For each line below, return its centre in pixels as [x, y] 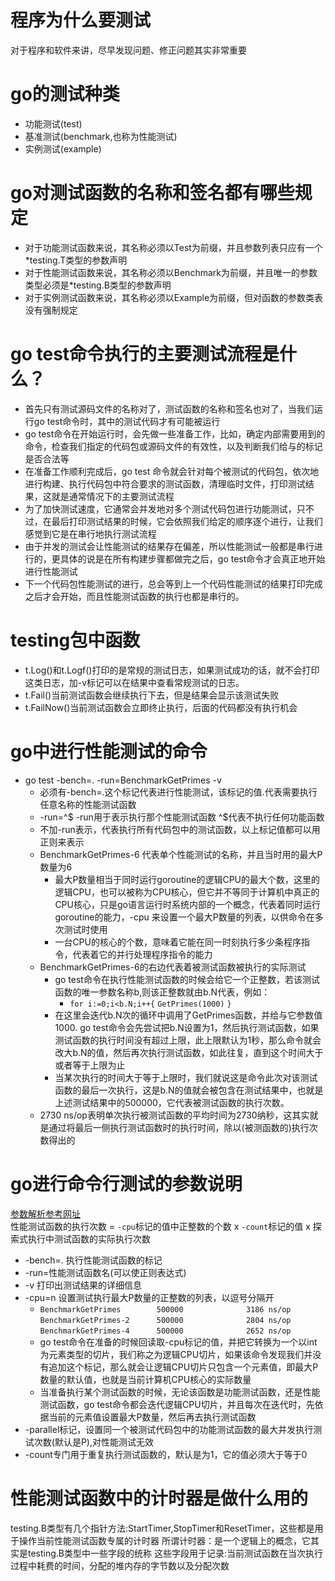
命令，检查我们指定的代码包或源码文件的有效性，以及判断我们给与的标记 [173, 446]
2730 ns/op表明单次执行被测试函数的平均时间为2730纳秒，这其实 [174, 1115]
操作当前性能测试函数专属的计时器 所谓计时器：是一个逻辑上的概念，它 [164, 1540]
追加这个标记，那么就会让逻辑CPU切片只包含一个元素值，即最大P [183, 1367]
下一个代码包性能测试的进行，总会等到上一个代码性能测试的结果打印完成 [173, 583]
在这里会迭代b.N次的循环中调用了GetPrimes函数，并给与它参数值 [188, 1015]
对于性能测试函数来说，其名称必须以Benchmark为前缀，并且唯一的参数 [171, 272]
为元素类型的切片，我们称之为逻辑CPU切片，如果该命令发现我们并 [176, 1354]
